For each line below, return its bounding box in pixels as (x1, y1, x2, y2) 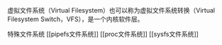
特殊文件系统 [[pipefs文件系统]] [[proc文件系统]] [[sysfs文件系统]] (7, 30, 199, 38)
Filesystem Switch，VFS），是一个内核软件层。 (7, 15, 144, 23)
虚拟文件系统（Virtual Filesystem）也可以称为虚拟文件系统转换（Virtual (7, 6, 215, 14)
